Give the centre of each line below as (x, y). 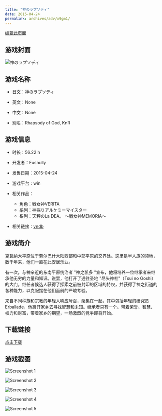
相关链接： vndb (28, 226)
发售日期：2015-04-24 (35, 173)
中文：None (24, 113)
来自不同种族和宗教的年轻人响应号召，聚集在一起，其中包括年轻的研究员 (77, 301)
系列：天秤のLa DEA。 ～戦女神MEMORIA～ (63, 216)
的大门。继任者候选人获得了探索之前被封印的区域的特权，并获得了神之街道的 (81, 284)
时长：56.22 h (26, 152)
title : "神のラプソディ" (27, 9)
